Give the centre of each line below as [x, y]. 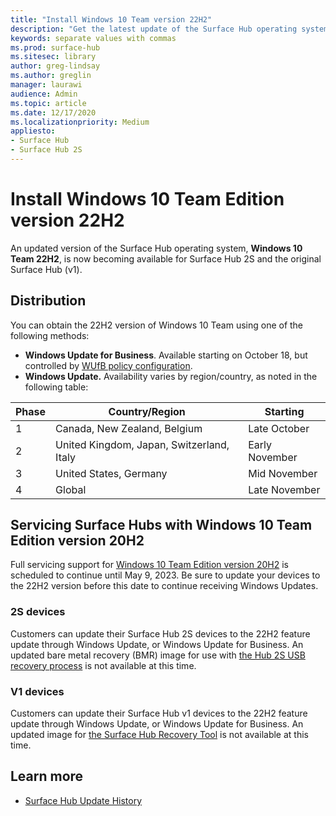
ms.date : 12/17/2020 [53, 112]
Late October [279, 428]
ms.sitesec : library [53, 57]
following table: [56, 387]
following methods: [50, 335]
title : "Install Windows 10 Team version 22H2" [111, 19]
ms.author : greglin [51, 76]
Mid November [283, 473]
